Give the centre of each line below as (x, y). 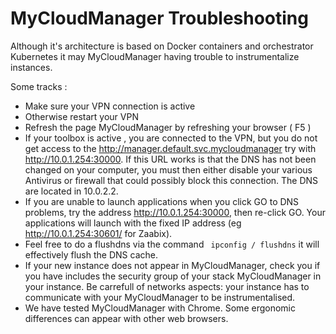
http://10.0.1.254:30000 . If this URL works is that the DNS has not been (170, 159)
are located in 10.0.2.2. (71, 191)
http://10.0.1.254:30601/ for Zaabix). (98, 233)
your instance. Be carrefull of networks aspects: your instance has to (167, 286)
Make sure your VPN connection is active (110, 106)
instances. (31, 67)
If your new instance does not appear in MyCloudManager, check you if (172, 265)
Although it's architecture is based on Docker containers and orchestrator (162, 46)
